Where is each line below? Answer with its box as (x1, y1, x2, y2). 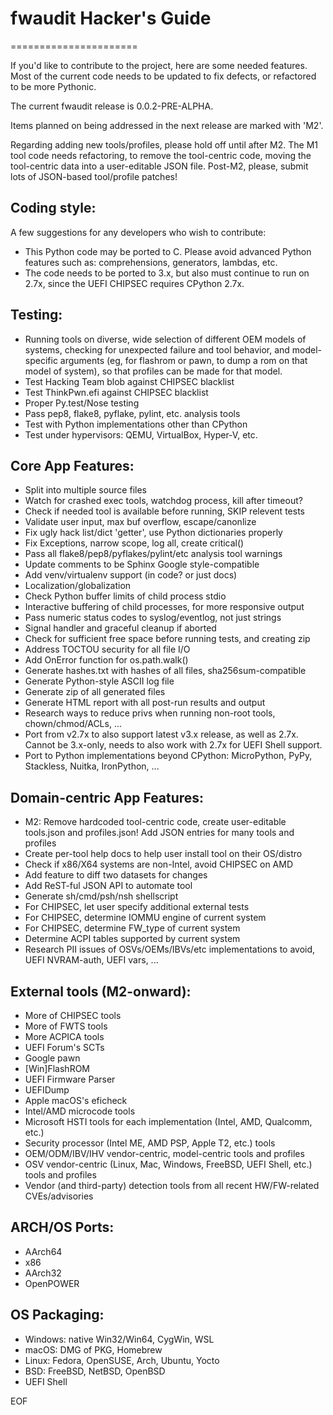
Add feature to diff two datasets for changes (24, 869, 208, 881)
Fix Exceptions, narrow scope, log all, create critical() (24, 537, 245, 549)
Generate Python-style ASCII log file (24, 675, 175, 687)
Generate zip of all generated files (24, 686, 166, 698)
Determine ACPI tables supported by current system (24, 933, 241, 945)
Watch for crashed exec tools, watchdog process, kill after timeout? (24, 495, 303, 507)
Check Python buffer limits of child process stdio (24, 590, 227, 602)
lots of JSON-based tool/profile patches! (10, 170, 178, 182)
